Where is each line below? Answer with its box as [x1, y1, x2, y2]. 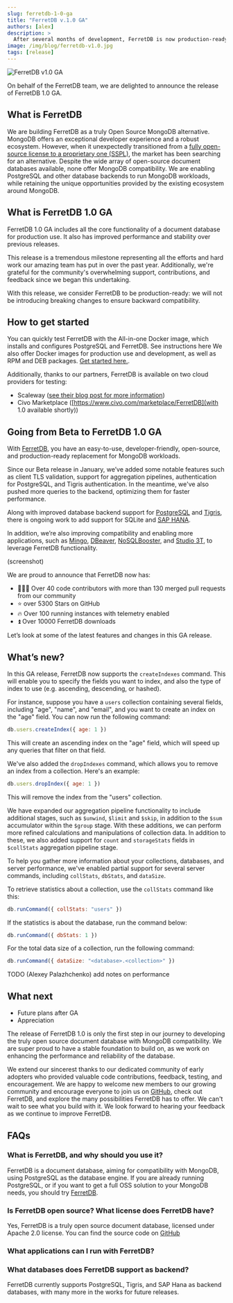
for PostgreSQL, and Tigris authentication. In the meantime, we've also [7, 480, 209, 488]
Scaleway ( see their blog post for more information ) [17, 391, 165, 399]
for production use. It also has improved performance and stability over [7, 232, 211, 240]
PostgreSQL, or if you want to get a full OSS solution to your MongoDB [7, 1181, 209, 1189]
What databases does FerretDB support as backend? [7, 1265, 189, 1275]
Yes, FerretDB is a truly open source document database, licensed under [7, 1222, 215, 1230]
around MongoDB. [7, 186, 60, 194]
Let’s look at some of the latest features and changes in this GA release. [7, 631, 212, 640]
